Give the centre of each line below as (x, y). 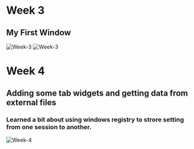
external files (31, 102)
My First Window (39, 33)
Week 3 (25, 10)
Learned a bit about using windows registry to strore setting (95, 119)
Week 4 (25, 71)
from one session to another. (49, 127)
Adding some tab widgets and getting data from (97, 93)
